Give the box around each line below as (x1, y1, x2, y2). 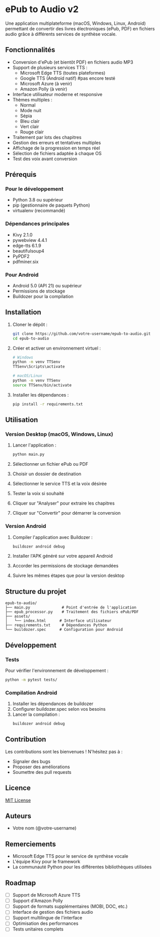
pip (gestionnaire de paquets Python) (12, 202, 90, 208)
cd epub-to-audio (12, 336, 49, 341)
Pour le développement (5, 185, 64, 192)
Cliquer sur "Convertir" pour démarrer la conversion (12, 510, 121, 516)
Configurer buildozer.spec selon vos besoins (12, 706, 106, 712)
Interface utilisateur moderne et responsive (12, 91, 102, 97)
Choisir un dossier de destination (12, 471, 82, 477)
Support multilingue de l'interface (12, 915, 82, 921)
